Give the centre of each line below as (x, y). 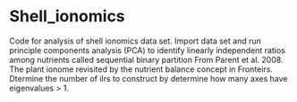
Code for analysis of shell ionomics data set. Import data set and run (135, 41)
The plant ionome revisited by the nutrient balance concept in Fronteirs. (141, 69)
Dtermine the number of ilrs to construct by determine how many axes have (148, 78)
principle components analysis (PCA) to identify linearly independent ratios (148, 50)
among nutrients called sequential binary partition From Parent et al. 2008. (146, 59)
